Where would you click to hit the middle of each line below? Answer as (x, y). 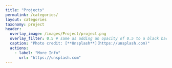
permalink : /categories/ (32, 15)
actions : (19, 48)
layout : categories (26, 19)
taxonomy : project (25, 24)
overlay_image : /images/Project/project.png (58, 34)
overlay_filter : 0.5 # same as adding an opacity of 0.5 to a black (84, 39)
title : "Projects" (25, 10)
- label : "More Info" (37, 53)
